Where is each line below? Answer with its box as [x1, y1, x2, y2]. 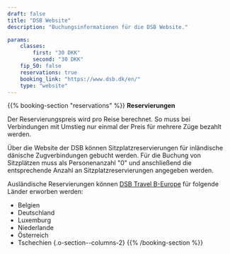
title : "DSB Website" [7, 17, 71, 24]
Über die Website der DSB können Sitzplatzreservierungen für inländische [7, 144, 224, 152]
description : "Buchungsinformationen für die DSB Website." [7, 23, 189, 30]
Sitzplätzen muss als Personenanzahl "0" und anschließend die [7, 159, 192, 167]
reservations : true [20, 68, 78, 76]
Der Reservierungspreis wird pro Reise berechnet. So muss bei [7, 115, 191, 123]
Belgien [17, 201, 40, 210]
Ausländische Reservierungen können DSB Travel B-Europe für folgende [7, 180, 219, 188]
